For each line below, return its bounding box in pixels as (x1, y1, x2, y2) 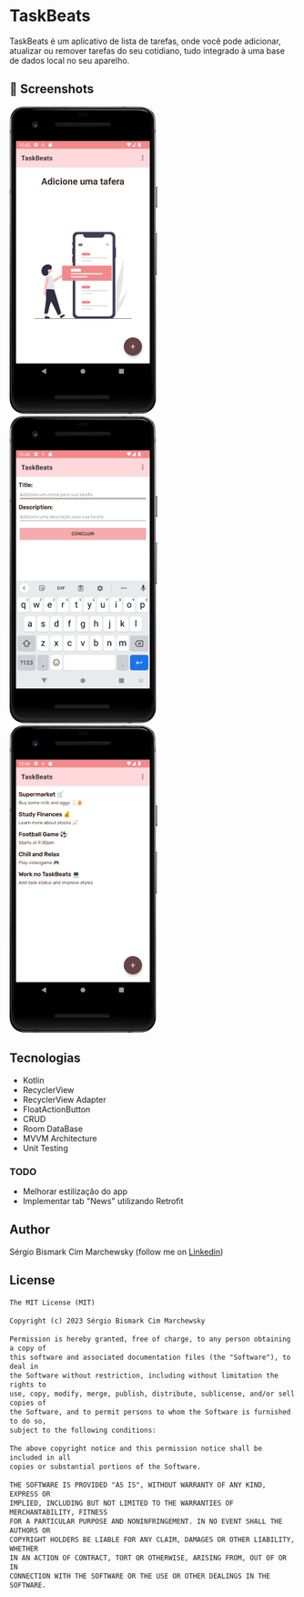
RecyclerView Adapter (22, 1094, 106, 1105)
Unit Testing (22, 1142, 68, 1153)
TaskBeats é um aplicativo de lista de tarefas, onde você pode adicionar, (9, 36, 281, 46)
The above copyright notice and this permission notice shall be (9, 1444, 262, 1453)
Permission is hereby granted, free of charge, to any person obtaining (9, 1334, 291, 1344)
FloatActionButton (22, 1104, 91, 1115)
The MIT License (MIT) (9, 1298, 96, 1307)
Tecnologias (9, 1050, 81, 1066)
